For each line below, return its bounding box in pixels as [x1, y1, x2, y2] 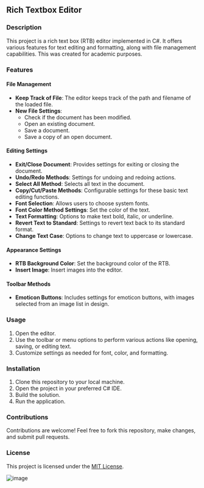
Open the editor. [15, 330, 56, 337]
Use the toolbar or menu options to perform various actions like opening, [15, 336, 198, 343]
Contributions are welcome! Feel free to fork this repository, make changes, [6, 427, 196, 434]
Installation [6, 364, 41, 372]
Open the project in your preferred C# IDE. [15, 385, 122, 392]
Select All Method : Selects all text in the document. [15, 180, 145, 188]
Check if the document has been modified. [24, 113, 132, 121]
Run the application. [15, 397, 66, 405]
